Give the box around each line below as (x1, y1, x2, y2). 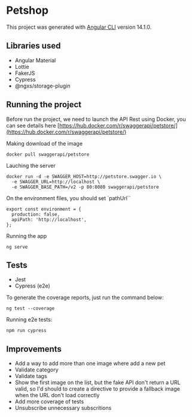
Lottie (14, 63, 29, 70)
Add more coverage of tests (14, 398, 84, 405)
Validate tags (14, 373, 47, 380)
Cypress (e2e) (14, 282, 51, 289)
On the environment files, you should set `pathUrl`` (6, 194, 131, 201)
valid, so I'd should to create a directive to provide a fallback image (14, 385, 181, 392)
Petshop (6, 4, 49, 17)
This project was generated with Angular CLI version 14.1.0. (6, 23, 152, 31)
